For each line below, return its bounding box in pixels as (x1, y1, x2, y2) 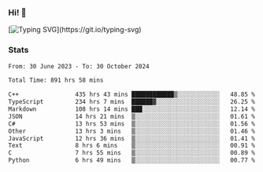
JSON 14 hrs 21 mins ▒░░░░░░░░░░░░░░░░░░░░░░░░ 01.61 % (8, 112, 256, 120)
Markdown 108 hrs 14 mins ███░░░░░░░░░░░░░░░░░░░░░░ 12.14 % (8, 105, 256, 113)
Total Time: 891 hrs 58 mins (8, 76, 104, 85)
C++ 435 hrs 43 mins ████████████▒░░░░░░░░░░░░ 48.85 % (8, 90, 256, 99)
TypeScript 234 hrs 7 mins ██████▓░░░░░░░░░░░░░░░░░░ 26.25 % (8, 98, 256, 106)
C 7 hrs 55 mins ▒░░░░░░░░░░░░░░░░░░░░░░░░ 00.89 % (8, 149, 256, 157)
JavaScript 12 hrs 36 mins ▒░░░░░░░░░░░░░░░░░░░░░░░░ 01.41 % (8, 134, 256, 142)
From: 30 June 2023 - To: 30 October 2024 (8, 62, 150, 70)
